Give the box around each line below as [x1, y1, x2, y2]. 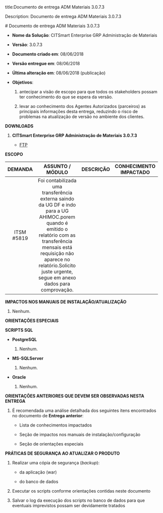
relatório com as [38, 232, 76, 239]
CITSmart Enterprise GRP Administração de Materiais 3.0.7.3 [12, 133, 137, 138]
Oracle [12, 374, 26, 380]
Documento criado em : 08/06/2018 [12, 51, 84, 57]
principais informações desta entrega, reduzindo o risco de [19, 109, 138, 114]
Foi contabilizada [38, 177, 77, 184]
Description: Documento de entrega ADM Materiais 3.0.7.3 [5, 14, 121, 19]
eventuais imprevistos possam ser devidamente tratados [12, 503, 125, 508]
